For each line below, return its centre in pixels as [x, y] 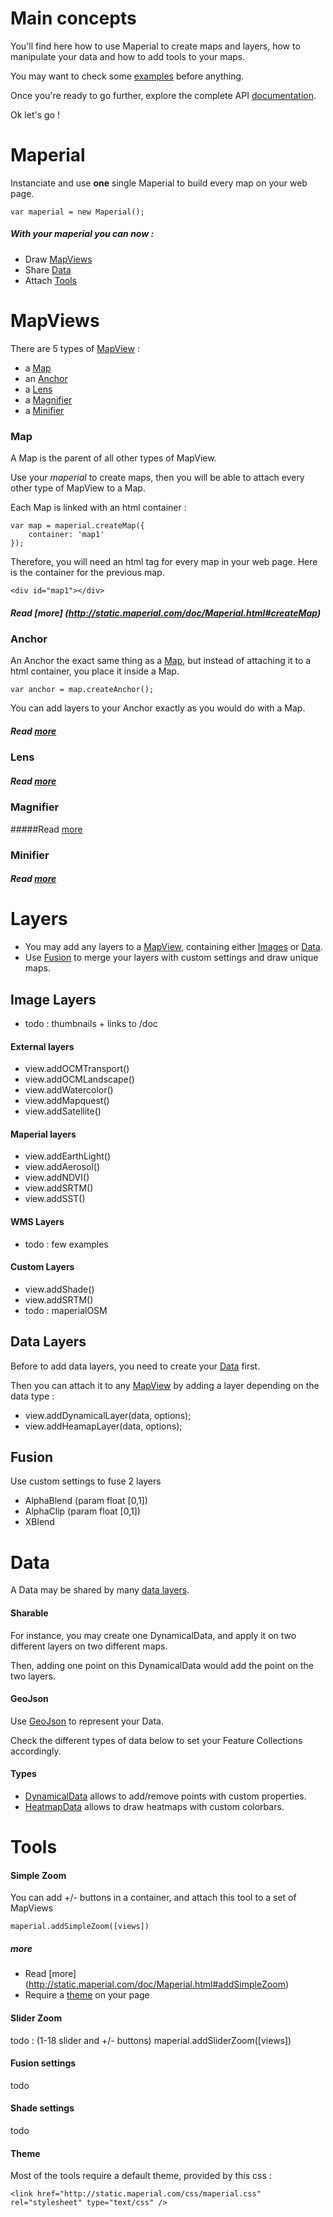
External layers [42, 1046]
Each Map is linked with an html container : [98, 508]
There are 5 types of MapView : [75, 348]
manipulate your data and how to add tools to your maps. [128, 56]
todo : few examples [66, 1244]
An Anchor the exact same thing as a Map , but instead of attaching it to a [161, 661]
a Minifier [44, 410]
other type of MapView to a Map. [78, 488]
